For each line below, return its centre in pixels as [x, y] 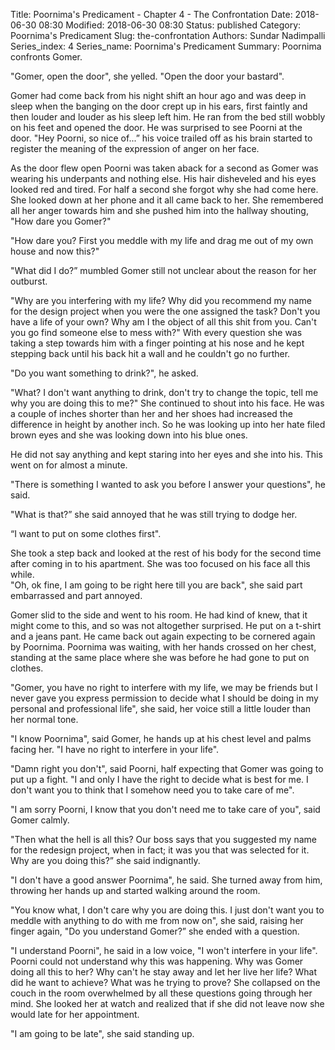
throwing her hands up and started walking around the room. [135, 890]
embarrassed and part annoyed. [76, 595]
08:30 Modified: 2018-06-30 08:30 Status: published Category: [170, 25]
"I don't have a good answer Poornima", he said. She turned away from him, [166, 880]
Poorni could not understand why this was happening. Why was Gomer [157, 961]
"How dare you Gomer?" [61, 221]
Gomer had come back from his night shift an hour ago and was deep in [158, 95]
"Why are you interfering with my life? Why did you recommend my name [161, 300]
